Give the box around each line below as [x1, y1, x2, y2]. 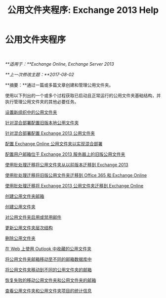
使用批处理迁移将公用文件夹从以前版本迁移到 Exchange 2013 [5, 162, 128, 168]
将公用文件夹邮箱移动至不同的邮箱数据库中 [5, 256, 92, 262]
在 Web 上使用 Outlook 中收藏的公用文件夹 [5, 246, 91, 252]
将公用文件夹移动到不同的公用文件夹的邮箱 [5, 266, 92, 272]
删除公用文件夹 [5, 235, 36, 241]
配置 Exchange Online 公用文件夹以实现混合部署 [5, 140, 103, 146]
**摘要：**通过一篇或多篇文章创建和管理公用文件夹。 [5, 82, 114, 88]
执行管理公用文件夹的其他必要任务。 [5, 98, 79, 104]
